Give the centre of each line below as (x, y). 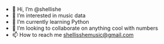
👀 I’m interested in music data (49, 15)
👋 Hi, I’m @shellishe (36, 9)
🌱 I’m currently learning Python (50, 22)
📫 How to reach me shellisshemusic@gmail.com (73, 35)
